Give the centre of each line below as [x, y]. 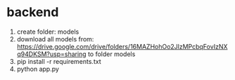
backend [33, 12]
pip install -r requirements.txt [59, 61]
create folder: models [48, 32]
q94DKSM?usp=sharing [51, 54]
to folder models [112, 54]
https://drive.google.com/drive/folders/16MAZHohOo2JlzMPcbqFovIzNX [122, 46]
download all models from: [55, 39]
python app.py [38, 69]
